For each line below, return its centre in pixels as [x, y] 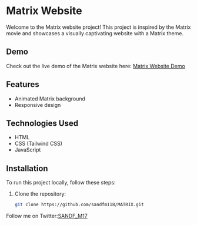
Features [23, 84]
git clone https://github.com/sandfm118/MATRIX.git [79, 205]
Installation [27, 168]
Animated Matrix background [50, 99]
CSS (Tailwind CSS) [39, 144]
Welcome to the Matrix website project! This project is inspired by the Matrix [98, 27]
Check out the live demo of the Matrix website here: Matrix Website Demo [96, 66]
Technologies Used [42, 123]
